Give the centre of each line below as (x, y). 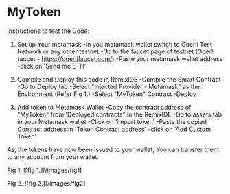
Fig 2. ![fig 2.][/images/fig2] (46, 183)
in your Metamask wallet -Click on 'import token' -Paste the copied (112, 121)
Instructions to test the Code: (48, 31)
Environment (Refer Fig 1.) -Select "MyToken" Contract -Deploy (107, 94)
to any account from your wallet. (53, 157)
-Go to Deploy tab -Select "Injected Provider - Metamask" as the (108, 86)
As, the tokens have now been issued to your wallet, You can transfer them (113, 149)
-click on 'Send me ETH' (51, 66)
